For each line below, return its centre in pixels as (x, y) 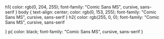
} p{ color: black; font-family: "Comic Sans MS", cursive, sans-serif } (74, 32)
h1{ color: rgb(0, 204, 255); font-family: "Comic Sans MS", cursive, (72, 7)
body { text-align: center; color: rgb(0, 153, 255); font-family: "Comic (87, 12)
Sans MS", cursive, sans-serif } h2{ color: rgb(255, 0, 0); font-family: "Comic (82, 17)
